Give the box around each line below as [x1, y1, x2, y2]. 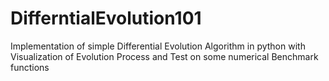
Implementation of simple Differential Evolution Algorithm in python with [10, 40, 306, 52]
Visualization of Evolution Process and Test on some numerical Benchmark [10, 50, 319, 62]
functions [10, 61, 50, 73]
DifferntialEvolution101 [10, 7, 202, 30]
